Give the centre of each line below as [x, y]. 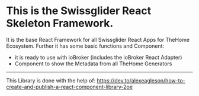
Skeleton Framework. [60, 23]
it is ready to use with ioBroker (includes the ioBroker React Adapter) [98, 57]
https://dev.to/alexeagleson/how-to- [141, 80]
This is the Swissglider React [79, 11]
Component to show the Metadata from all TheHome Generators [93, 64]
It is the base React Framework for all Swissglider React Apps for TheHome [98, 39]
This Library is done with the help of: [51, 80]
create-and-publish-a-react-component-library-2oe [70, 87]
